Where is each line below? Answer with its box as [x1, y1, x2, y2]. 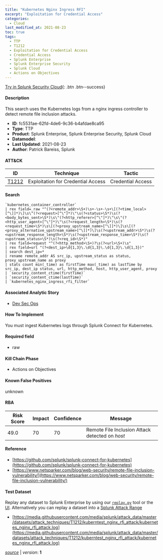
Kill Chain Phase [5, 355, 39, 361]
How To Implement [5, 311, 44, 317]
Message [110, 415, 132, 422]
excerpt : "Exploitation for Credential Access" [5, 12, 103, 17]
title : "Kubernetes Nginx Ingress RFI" [5, 7, 86, 12]
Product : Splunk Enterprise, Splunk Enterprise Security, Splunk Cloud [12, 131, 151, 137]
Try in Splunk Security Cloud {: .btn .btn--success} [5, 84, 106, 90]
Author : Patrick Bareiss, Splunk [12, 147, 75, 153]
